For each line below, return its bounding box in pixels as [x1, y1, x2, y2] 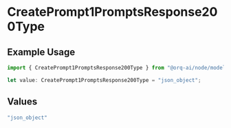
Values [7, 96, 38, 107]
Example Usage [7, 46, 76, 58]
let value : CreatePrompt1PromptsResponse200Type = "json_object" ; [7, 76, 201, 83]
